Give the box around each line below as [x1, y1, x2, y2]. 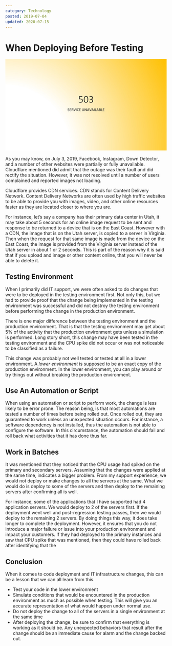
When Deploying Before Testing [5, 42, 144, 53]
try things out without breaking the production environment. [5, 371, 132, 378]
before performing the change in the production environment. [5, 308, 135, 314]
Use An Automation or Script [5, 386, 99, 396]
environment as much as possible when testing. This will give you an [12, 597, 158, 604]
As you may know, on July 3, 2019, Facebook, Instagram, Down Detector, [5, 155, 160, 162]
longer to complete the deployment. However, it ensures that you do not [5, 521, 157, 527]
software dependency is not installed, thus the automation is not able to [5, 422, 156, 428]
